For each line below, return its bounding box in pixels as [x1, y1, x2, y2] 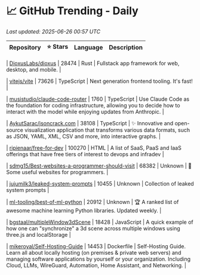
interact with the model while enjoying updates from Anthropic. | [6, 108, 164, 115]
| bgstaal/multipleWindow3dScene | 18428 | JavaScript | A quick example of [6, 218, 194, 225]
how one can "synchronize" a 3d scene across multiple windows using [6, 224, 180, 232]
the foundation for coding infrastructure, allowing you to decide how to [6, 101, 180, 109]
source [6, 126, 24, 134]
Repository [9, 44, 41, 52]
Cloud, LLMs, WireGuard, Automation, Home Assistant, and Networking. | [6, 261, 187, 268]
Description [109, 44, 143, 52]
